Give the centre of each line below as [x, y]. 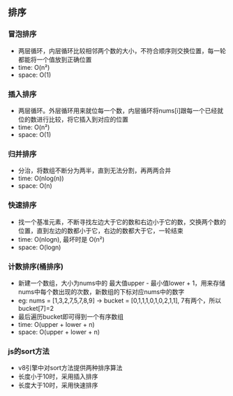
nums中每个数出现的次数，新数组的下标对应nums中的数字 [101, 291]
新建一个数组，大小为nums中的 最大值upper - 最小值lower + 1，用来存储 [122, 283]
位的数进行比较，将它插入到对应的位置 [73, 119]
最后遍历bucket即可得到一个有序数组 [71, 316]
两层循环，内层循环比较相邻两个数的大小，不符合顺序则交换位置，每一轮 [122, 50]
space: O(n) [35, 186]
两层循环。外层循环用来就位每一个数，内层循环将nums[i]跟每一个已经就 [121, 110]
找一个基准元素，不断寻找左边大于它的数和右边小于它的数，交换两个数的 [122, 221]
